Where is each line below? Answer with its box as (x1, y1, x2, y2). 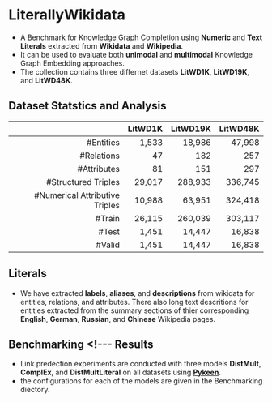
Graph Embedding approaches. (19, 58, 125, 68)
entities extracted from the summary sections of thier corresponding (19, 306, 249, 315)
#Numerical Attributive (33, 189, 120, 200)
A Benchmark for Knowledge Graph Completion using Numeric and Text (19, 32, 263, 42)
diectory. (19, 385, 50, 395)
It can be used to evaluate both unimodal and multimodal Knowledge (19, 49, 253, 59)
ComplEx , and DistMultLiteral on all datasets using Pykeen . (19, 367, 221, 378)
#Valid (96, 239, 120, 250)
